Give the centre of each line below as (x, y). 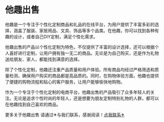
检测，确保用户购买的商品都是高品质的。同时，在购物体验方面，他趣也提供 (84, 76)
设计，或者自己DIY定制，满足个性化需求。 (56, 37)
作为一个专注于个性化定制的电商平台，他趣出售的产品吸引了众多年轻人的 (78, 92)
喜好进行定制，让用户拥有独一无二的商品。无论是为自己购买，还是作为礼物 (84, 53)
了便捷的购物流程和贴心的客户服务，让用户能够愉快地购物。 (65, 81)
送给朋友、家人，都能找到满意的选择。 (43, 59)
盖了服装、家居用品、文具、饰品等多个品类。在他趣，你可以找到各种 (86, 30)
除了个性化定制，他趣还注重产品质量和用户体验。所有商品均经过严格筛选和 (80, 69)
